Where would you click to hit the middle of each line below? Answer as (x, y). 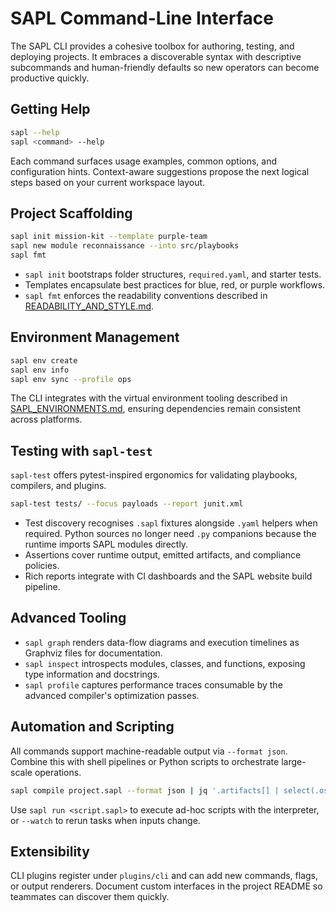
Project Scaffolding (71, 213)
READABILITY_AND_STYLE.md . (89, 306)
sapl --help (35, 132)
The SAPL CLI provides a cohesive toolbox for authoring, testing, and (152, 46)
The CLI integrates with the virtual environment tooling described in (149, 398)
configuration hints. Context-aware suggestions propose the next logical (160, 171)
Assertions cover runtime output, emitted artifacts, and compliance (163, 555)
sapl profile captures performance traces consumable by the (153, 684)
